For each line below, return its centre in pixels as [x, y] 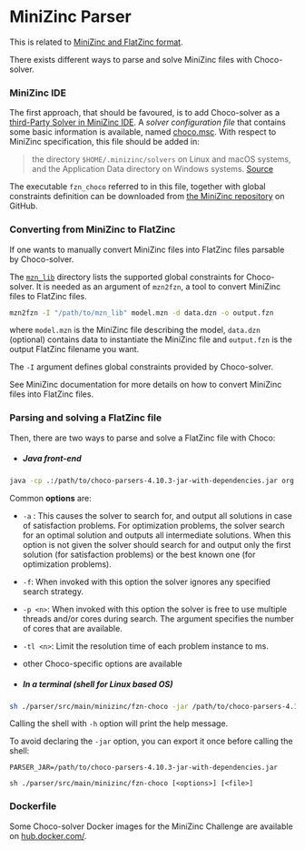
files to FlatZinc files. [49, 296]
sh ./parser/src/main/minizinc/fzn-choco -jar [99, 706]
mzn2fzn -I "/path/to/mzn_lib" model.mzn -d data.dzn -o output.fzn [142, 313]
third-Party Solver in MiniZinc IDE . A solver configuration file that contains [148, 122]
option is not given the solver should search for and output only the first [157, 544]
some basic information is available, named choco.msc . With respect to [143, 132]
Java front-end [52, 459]
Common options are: [51, 498]
